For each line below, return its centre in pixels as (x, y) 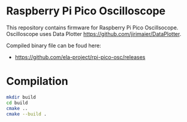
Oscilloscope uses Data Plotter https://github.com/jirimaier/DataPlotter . (94, 33)
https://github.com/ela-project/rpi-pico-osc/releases (80, 57)
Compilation (37, 81)
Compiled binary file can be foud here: (54, 45)
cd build (17, 103)
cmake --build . (26, 114)
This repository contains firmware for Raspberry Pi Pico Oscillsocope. (92, 28)
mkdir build (21, 97)
